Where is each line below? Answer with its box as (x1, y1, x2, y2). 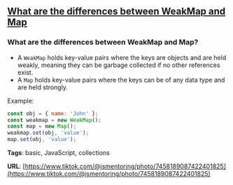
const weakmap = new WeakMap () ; (7, 117, 101, 124)
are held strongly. (17, 83, 69, 91)
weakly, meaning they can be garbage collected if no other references (17, 61, 220, 69)
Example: (7, 96, 34, 105)
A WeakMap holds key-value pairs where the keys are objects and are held (17, 53, 227, 61)
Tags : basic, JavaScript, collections (7, 149, 111, 157)
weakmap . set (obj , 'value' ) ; (7, 129, 90, 137)
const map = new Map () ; (7, 123, 77, 130)
